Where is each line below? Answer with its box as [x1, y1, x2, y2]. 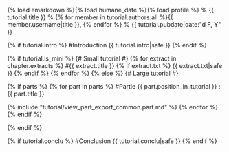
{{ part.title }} [7, 89, 45, 98]
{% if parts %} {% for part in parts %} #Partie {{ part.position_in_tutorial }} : [7, 83, 221, 90]
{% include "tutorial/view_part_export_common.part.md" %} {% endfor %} [7, 103, 219, 111]
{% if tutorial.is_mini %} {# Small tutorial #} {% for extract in [7, 54, 177, 63]
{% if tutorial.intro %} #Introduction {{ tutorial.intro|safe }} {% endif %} [7, 41, 208, 49]
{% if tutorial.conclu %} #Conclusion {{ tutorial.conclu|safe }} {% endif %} [7, 137, 218, 145]
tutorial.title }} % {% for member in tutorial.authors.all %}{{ [7, 13, 173, 21]
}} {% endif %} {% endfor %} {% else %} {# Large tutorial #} [7, 69, 179, 77]
